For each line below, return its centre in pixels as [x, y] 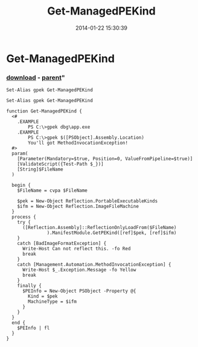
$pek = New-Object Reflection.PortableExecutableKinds [88, 201]
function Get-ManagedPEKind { [44, 111]
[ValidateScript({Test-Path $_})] [60, 164]
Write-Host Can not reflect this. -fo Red [76, 249]
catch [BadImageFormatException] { [62, 244]
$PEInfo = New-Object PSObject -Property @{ [79, 291]
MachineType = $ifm [53, 302]
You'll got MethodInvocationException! [78, 143]
